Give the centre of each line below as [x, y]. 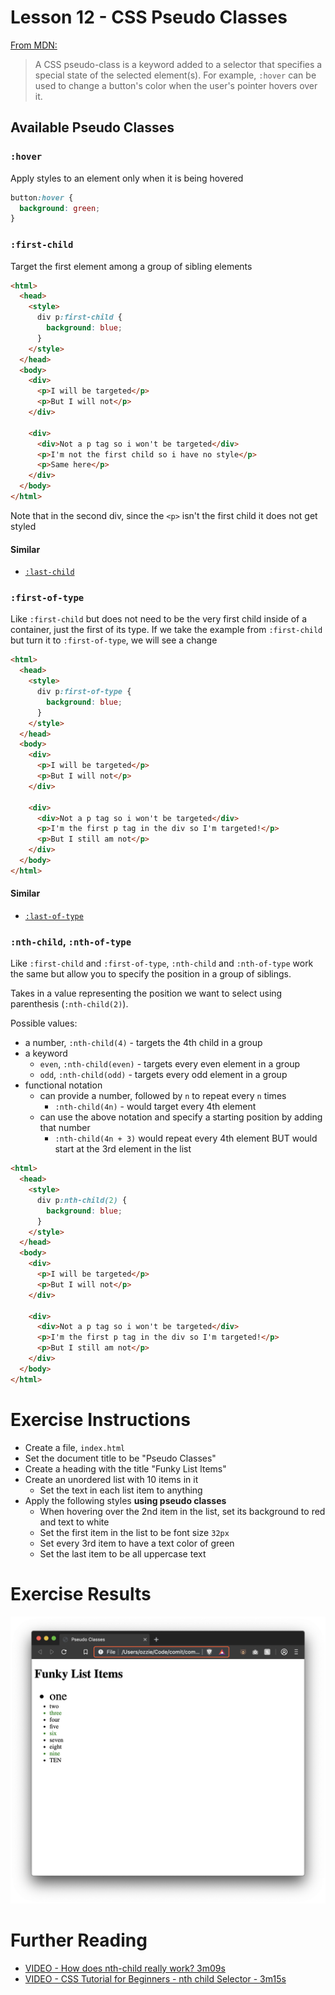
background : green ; [60, 208]
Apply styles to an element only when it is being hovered [127, 178]
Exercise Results [81, 1593]
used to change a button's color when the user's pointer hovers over [176, 85]
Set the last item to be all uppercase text [123, 1553]
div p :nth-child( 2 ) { [82, 1200]
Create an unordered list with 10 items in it [111, 1479]
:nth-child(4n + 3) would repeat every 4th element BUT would [186, 1138]
